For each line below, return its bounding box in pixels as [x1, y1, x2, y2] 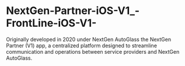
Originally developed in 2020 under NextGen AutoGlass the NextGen [6, 36, 171, 43]
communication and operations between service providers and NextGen [6, 48, 180, 55]
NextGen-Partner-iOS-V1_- [6, 4, 140, 18]
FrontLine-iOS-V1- [6, 16, 97, 30]
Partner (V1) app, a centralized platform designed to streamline [6, 42, 158, 49]
